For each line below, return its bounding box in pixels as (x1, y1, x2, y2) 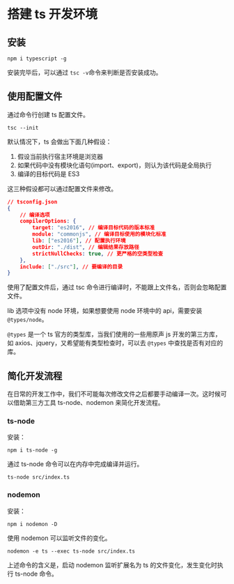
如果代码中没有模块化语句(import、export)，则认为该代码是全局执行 (17, 161, 212, 169)
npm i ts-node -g (7, 447, 58, 454)
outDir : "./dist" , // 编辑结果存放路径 (32, 243, 139, 251)
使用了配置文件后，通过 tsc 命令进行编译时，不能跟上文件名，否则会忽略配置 (7, 283, 227, 291)
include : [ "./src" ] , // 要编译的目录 (19, 263, 123, 270)
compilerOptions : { (19, 217, 77, 225)
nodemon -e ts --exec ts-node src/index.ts (7, 548, 136, 555)
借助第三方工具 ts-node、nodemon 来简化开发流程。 (13, 399, 164, 407)
